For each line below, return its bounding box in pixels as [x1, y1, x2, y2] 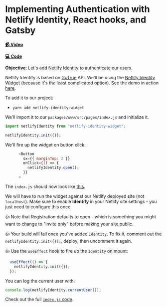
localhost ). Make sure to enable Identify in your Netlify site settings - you [5, 198, 157, 204]
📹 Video [5, 41, 23, 47]
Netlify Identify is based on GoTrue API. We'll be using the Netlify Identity [5, 74, 156, 80]
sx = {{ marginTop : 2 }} [23, 156, 70, 161]
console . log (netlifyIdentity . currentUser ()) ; [5, 288, 101, 293]
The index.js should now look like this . [5, 183, 86, 189]
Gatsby [5, 25, 36, 36]
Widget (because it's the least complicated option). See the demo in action [5, 80, 159, 86]
